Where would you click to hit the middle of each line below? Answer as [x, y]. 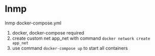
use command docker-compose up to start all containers [70, 48]
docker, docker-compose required [48, 33]
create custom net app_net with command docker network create [81, 38]
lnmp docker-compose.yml [33, 23]
